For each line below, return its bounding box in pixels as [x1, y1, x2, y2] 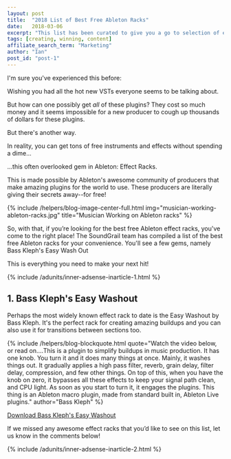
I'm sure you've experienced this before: [7, 74, 122, 82]
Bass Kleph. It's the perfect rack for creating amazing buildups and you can [7, 318, 221, 327]
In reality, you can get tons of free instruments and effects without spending [7, 142, 223, 150]
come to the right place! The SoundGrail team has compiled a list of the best [7, 231, 223, 239]
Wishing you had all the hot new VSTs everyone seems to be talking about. [7, 87, 219, 95]
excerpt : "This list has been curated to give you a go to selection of [7, 29, 220, 36]
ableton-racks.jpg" [7, 211, 60, 219]
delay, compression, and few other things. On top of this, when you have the [7, 368, 223, 376]
